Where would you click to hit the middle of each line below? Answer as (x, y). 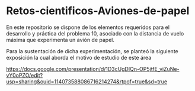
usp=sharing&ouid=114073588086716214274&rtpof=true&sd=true (87, 82)
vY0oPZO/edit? (25, 75)
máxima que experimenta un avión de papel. (60, 40)
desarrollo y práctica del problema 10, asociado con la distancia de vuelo (95, 33)
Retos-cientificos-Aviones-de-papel (98, 11)
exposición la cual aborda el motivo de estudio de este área (79, 57)
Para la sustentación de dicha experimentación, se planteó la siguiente (92, 51)
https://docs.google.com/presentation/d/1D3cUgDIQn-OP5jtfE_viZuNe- (93, 69)
